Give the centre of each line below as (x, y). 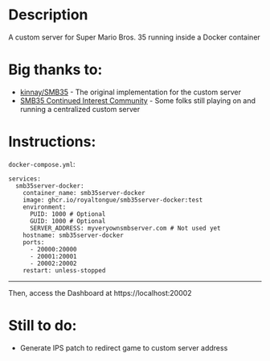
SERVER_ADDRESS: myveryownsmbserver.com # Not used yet (125, 228)
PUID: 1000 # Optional (67, 214)
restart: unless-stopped (64, 270)
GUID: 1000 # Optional (67, 221)
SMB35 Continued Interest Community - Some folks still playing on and (137, 100)
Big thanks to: (55, 70)
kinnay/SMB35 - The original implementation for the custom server (130, 92)
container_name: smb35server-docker (84, 193)
